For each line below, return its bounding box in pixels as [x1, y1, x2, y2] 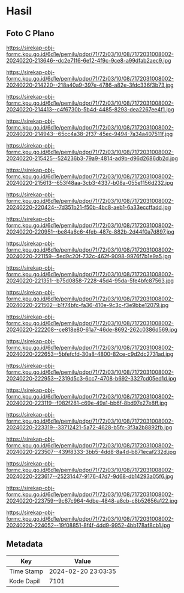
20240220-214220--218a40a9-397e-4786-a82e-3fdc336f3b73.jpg [6, 81, 174, 88]
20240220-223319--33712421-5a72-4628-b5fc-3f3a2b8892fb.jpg [6, 424, 173, 431]
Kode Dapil [9, 577, 40, 585]
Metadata [6, 539, 43, 549]
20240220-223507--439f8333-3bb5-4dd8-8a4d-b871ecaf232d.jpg [6, 449, 176, 455]
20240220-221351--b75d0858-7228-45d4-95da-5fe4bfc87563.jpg [6, 277, 174, 284]
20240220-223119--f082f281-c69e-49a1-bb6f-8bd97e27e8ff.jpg [6, 399, 168, 406]
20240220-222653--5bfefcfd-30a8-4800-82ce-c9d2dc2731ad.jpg [6, 350, 174, 358]
